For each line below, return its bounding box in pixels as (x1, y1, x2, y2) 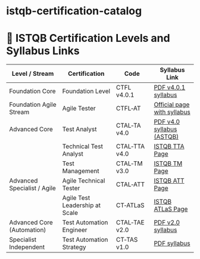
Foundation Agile (9, 100, 57, 109)
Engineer (62, 226, 87, 234)
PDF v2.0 (154, 218, 180, 227)
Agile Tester (62, 104, 96, 113)
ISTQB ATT (154, 177, 185, 185)
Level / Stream (11, 70, 54, 78)
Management (62, 167, 99, 175)
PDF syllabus (154, 239, 190, 248)
